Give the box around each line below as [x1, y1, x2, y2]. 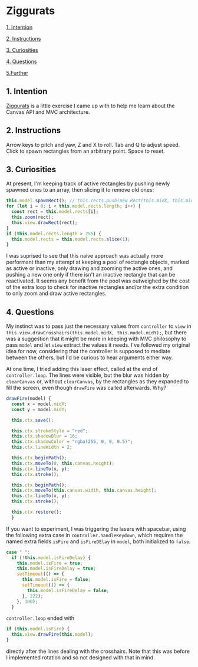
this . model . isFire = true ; [16, 560, 83, 566]
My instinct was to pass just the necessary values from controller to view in [6, 323, 192, 330]
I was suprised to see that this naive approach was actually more [6, 252, 164, 259]
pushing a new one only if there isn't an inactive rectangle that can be [6, 271, 176, 278]
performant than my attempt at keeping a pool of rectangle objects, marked [6, 258, 189, 266]
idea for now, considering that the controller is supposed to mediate [6, 348, 171, 355]
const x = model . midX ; [11, 401, 67, 407]
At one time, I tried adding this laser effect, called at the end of [6, 366, 158, 373]
